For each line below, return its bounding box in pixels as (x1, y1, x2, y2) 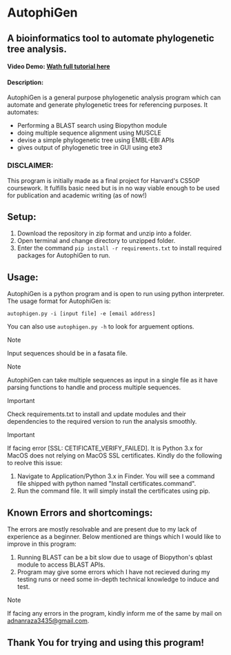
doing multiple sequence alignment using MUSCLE (17, 129, 162, 137)
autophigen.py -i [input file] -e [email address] (7, 311, 156, 317)
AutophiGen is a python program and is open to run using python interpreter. (7, 290, 225, 298)
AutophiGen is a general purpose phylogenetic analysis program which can (7, 93, 221, 101)
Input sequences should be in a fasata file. (7, 349, 128, 358)
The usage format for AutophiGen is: (7, 297, 111, 305)
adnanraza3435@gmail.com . (7, 616, 90, 625)
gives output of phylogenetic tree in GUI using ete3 (17, 144, 163, 152)
